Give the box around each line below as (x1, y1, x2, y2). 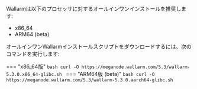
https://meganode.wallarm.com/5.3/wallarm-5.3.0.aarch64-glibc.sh (6, 77, 173, 83)
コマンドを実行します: (6, 50, 60, 58)
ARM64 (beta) (14, 31, 50, 37)
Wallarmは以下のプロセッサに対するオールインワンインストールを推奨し (6, 5, 182, 12)
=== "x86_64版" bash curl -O (6, 63, 79, 70)
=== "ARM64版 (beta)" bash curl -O (66, 71, 155, 77)
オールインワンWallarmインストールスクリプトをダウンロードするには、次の (6, 43, 192, 50)
